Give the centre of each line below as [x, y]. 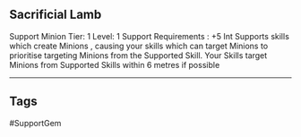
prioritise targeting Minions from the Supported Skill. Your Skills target [138, 55]
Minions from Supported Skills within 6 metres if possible [115, 64]
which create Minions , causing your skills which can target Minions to [139, 46]
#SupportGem [35, 123]
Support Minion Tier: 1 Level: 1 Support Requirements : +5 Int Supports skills [149, 36]
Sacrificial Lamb [56, 15]
